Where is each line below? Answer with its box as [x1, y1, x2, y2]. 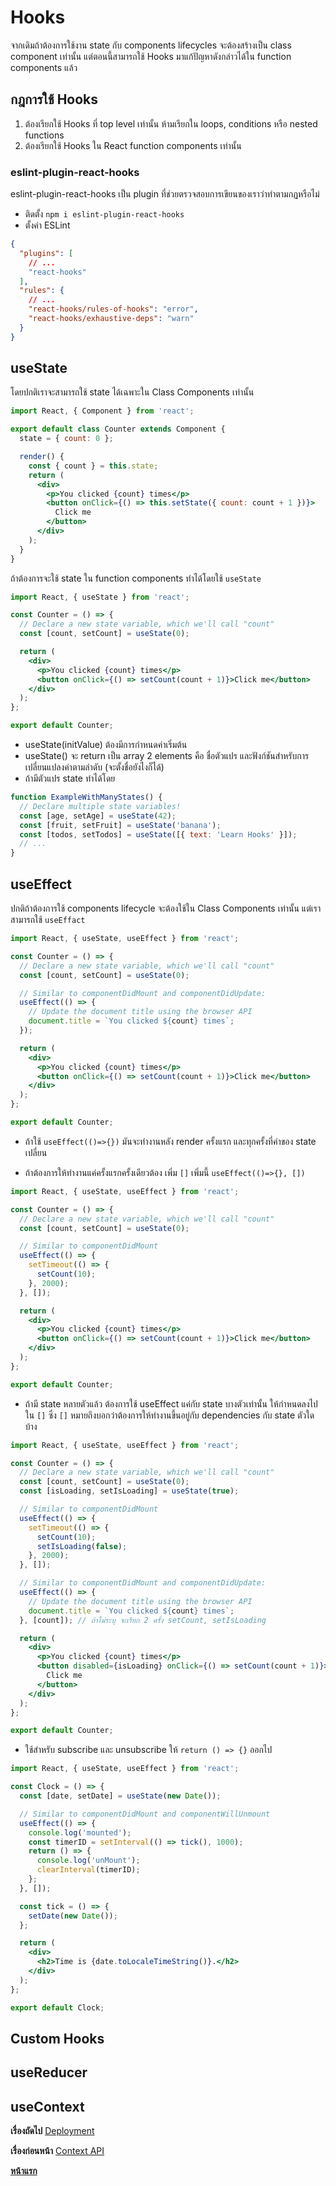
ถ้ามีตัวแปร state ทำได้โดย [24, 772, 116, 785]
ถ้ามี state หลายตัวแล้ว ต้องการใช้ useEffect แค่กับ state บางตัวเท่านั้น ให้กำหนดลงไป [24, 1397, 318, 1410]
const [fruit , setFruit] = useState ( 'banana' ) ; [19, 820, 222, 830]
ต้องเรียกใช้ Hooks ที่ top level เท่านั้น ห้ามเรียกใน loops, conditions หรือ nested [24, 117, 318, 130]
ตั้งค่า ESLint [24, 219, 71, 231]
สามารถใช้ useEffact [10, 914, 86, 926]
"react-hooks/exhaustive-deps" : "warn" [28, 314, 195, 324]
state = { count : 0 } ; [19, 434, 114, 444]
